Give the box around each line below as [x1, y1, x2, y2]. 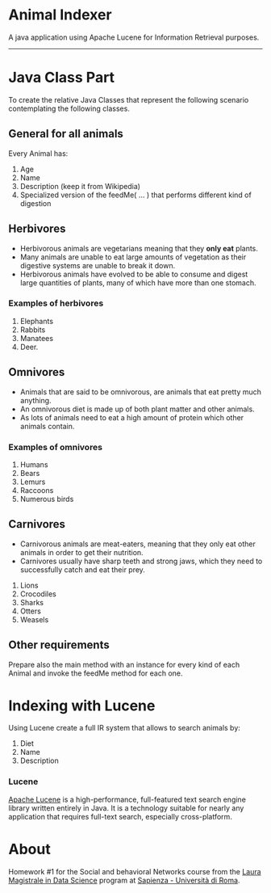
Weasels [19, 614, 49, 624]
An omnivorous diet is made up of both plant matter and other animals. [19, 404, 256, 414]
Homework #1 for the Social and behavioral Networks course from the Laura [8, 866, 261, 876]
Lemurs [19, 477, 46, 487]
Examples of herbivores [8, 297, 104, 309]
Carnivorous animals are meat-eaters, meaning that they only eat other [19, 539, 256, 549]
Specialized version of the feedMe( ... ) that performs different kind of [19, 190, 252, 200]
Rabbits [19, 325, 46, 335]
